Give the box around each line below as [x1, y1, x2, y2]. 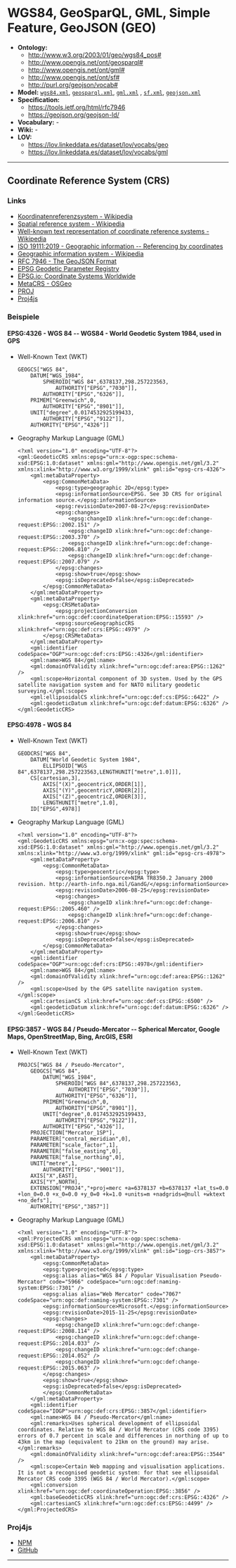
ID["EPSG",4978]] [30, 805, 81, 812]
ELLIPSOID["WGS [43, 762, 88, 769]
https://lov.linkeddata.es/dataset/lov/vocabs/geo [27, 140, 169, 148]
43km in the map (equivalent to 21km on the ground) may [17, 1439, 188, 1446]
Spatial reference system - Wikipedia [17, 220, 125, 228]
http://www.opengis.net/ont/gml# [27, 65, 125, 74]
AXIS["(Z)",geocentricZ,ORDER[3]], [43, 793, 147, 800]
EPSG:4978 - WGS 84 [7, 721, 72, 729]
